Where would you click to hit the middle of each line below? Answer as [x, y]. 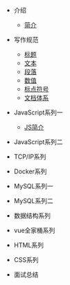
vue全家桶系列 [34, 230]
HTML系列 [28, 245]
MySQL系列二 [33, 201]
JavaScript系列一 [38, 112]
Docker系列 [30, 171]
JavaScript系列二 [38, 142]
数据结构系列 [32, 216]
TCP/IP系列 [30, 157]
